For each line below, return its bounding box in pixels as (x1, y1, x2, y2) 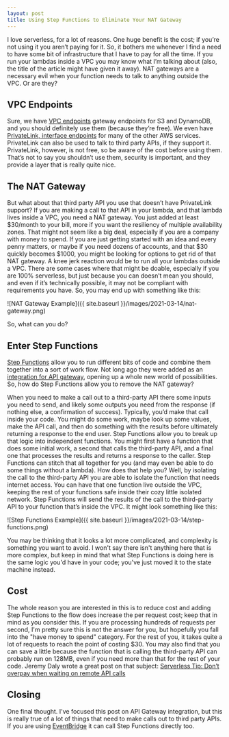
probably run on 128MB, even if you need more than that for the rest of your (7, 654, 221, 662)
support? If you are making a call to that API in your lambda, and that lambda (7, 206, 223, 215)
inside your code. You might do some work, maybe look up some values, (7, 415, 212, 423)
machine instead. (7, 565, 56, 573)
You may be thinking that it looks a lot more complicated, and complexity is (7, 536, 218, 544)
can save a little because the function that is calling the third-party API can (7, 647, 217, 655)
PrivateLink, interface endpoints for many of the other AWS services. (7, 132, 201, 140)
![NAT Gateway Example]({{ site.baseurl (7, 300, 120, 308)
